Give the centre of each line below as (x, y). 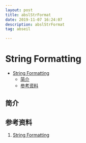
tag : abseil (18, 29)
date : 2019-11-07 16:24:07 (34, 19)
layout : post (19, 10)
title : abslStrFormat (28, 15)
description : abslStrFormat (35, 24)
